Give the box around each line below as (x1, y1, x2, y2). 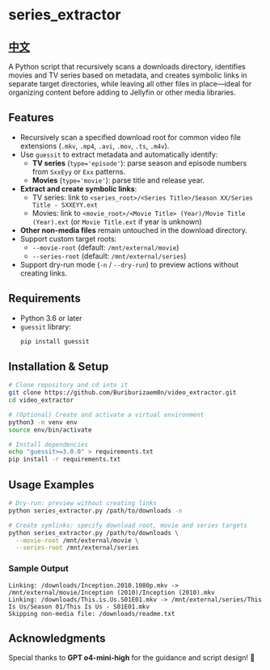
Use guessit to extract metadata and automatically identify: (19, 150, 218, 159)
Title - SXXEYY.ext (32, 200, 99, 209)
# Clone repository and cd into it (8, 381, 129, 390)
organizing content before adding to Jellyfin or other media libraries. (8, 87, 236, 97)
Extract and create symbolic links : (19, 183, 137, 193)
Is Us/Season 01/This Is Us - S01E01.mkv (8, 602, 150, 611)
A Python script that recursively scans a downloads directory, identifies (8, 62, 247, 71)
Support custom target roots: (19, 234, 117, 243)
